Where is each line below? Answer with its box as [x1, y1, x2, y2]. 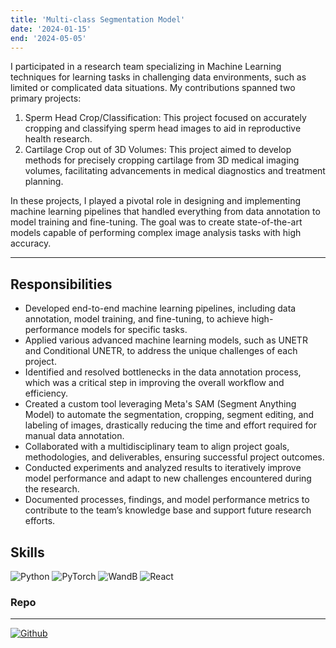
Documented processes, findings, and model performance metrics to [24, 494, 310, 506]
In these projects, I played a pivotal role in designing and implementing [10, 195, 302, 207]
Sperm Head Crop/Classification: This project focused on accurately [24, 112, 307, 124]
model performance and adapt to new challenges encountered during [24, 472, 312, 485]
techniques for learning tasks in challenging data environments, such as [10, 71, 307, 83]
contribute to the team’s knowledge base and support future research [24, 504, 312, 516]
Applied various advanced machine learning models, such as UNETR [24, 334, 308, 346]
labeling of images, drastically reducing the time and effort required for [24, 419, 317, 431]
